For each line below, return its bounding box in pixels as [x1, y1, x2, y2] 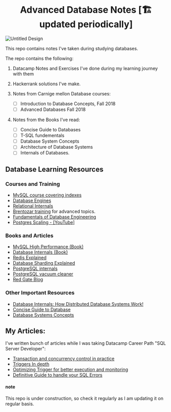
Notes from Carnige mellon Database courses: [12, 90, 111, 96]
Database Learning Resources [5, 165, 104, 173]
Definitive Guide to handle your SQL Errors [12, 372, 103, 378]
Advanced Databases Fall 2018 [20, 106, 86, 112]
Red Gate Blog [12, 277, 44, 283]
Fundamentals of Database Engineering [12, 214, 96, 220]
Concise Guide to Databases [20, 127, 81, 133]
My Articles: [5, 327, 46, 336]
